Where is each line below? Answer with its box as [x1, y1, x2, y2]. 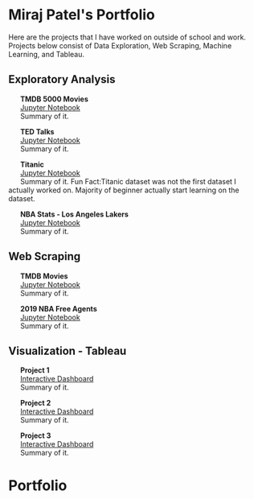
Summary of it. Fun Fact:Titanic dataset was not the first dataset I [19, 176, 237, 186]
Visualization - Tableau [8, 344, 127, 357]
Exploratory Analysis [8, 72, 116, 86]
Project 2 [19, 398, 51, 408]
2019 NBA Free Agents [19, 303, 98, 313]
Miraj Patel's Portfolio [8, 6, 155, 24]
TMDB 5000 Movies [19, 94, 88, 104]
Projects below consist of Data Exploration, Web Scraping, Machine [8, 40, 232, 50]
